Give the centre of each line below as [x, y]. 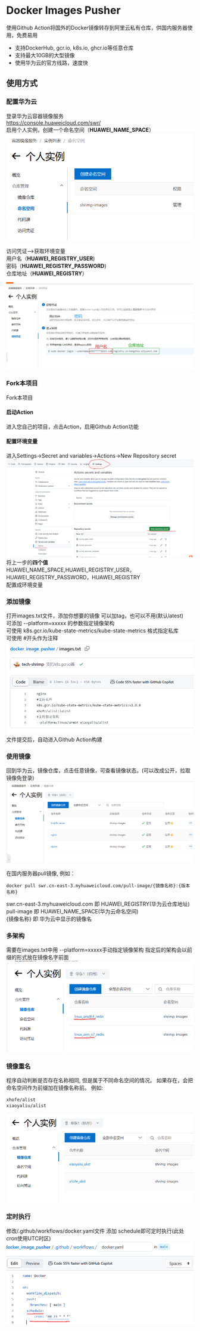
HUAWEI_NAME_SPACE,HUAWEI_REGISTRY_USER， [71, 570]
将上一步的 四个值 [27, 562]
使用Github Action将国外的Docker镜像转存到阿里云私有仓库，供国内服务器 [97, 27]
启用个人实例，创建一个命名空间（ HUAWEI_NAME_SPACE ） [80, 129]
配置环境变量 [22, 441]
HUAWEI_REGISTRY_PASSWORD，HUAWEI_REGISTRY [74, 577]
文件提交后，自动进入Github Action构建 [54, 739]
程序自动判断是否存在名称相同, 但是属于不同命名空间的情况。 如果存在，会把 [100, 1080]
